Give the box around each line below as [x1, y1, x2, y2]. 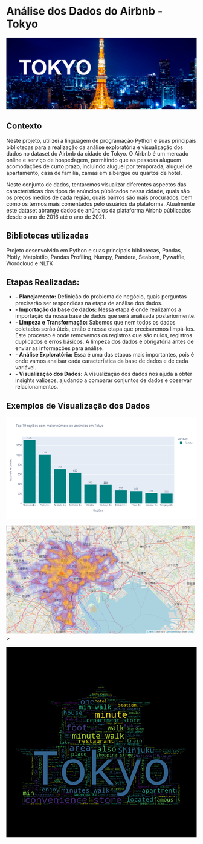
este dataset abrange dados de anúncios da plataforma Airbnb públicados [6, 206, 192, 214]
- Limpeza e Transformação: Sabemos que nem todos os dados [14, 319, 176, 326]
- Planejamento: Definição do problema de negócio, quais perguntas [14, 293, 187, 300]
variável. [14, 364, 37, 371]
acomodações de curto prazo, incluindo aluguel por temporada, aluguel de [6, 162, 192, 170]
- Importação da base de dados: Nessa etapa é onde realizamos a [14, 306, 181, 313]
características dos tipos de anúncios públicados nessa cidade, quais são [6, 187, 190, 194]
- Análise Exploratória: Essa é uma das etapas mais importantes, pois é [14, 351, 195, 358]
